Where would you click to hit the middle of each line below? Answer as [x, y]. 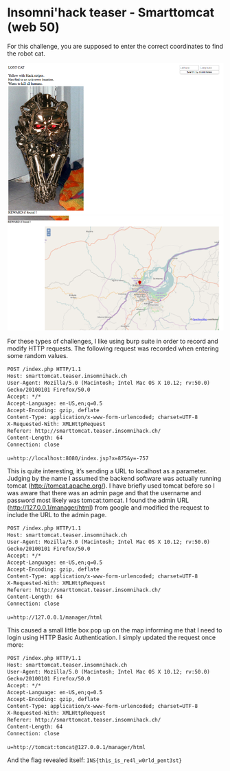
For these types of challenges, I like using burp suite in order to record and [113, 341]
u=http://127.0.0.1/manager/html [55, 617]
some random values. [38, 355]
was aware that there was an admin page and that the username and [104, 493]
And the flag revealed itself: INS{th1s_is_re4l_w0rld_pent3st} [94, 760]
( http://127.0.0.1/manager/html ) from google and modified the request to [108, 507]
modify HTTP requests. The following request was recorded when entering [113, 348]
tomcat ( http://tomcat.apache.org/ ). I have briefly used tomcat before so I [111, 486]
